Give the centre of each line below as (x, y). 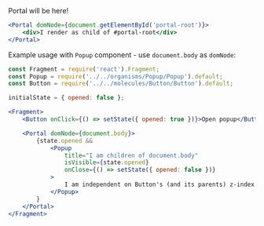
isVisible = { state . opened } (106, 162)
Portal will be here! (38, 11)
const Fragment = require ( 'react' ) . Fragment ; (84, 69)
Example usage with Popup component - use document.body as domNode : (122, 55)
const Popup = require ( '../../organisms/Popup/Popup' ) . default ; (115, 76)
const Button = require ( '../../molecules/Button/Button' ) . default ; (121, 84)
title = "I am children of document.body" (131, 155)
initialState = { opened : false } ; (66, 98)
